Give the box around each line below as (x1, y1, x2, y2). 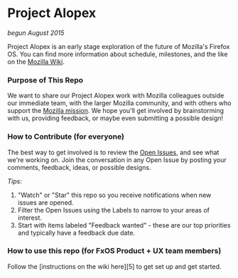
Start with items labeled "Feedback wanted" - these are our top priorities (17, 220, 231, 229)
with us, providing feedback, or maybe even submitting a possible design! (7, 114, 224, 122)
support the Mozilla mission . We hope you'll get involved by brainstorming (7, 107, 225, 115)
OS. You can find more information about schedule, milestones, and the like (7, 50, 229, 58)
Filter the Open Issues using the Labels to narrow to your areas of (17, 205, 210, 214)
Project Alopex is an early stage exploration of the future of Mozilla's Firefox (7, 42, 230, 50)
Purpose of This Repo (7, 75, 84, 85)
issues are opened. (17, 198, 74, 207)
